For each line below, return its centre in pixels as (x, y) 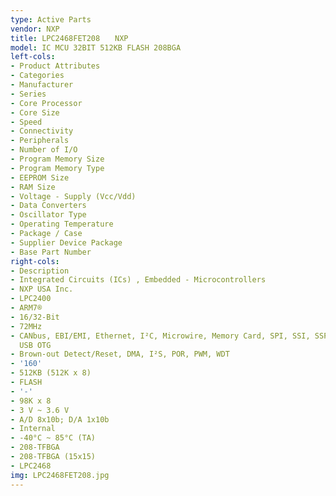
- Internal (33, 429)
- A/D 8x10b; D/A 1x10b (60, 419)
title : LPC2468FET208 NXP (69, 38)
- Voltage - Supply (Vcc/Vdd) (73, 196)
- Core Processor (46, 103)
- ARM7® (26, 308)
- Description (40, 271)
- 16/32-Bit (35, 317)
